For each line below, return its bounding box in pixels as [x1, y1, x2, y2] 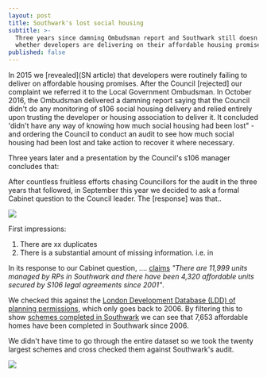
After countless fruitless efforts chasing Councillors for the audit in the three [8, 177, 257, 187]
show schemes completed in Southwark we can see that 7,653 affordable [8, 313, 249, 321]
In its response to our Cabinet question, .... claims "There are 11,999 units [8, 264, 248, 272]
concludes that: [8, 162, 60, 171]
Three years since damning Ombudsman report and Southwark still [15, 33, 237, 42]
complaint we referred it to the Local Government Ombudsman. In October [8, 87, 252, 96]
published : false [8, 48, 66, 56]
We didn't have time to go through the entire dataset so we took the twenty [8, 337, 254, 345]
